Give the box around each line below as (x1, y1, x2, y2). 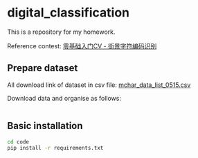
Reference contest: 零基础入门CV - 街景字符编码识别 (7, 41, 157, 50)
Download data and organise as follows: (7, 94, 121, 102)
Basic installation (7, 120, 83, 132)
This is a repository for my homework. (7, 28, 116, 36)
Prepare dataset (7, 62, 78, 74)
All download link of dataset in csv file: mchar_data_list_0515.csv (7, 81, 191, 89)
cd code (7, 138, 30, 146)
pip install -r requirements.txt (7, 145, 104, 152)
